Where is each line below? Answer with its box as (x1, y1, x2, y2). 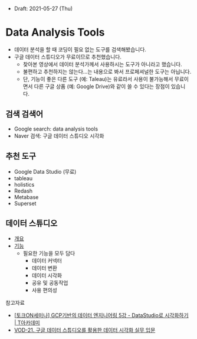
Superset (14, 200, 37, 207)
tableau (14, 174, 33, 182)
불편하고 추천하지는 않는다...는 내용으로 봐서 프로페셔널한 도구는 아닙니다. (22, 68, 192, 75)
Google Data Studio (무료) (14, 168, 77, 175)
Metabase (14, 193, 39, 200)
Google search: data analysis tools (14, 125, 98, 132)
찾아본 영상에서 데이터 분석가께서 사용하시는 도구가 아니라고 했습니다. (22, 60, 182, 67)
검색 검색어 (5, 109, 44, 119)
